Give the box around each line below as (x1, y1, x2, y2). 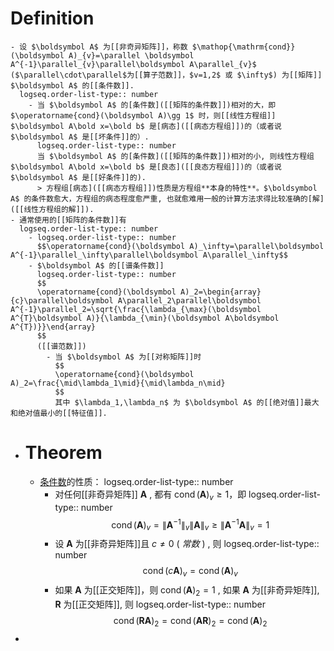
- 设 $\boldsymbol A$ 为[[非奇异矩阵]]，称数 (10, 42, 188, 52)
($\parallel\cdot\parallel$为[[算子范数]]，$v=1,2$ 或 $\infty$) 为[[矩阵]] (10, 70, 323, 80)
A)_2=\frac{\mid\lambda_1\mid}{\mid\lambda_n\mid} (10, 378, 226, 388)
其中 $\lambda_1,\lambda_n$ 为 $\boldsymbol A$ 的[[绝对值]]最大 (54, 397, 320, 407)
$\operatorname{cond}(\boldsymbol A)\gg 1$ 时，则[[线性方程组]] (10, 110, 277, 121)
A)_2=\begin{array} (180, 287, 262, 297)
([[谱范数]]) (36, 341, 87, 351)
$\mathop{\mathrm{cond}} (191, 42, 296, 52)
